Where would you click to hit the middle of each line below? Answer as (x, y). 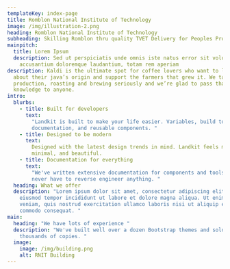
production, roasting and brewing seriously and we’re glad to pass (113, 84)
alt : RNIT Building (47, 255)
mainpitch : (23, 45)
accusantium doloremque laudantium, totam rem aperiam (99, 64)
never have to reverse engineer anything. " (96, 179)
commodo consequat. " (50, 211)
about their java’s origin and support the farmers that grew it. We (114, 77)
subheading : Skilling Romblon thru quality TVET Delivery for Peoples (110, 39)
